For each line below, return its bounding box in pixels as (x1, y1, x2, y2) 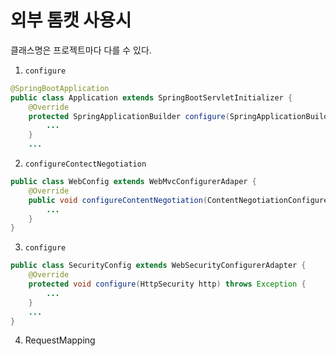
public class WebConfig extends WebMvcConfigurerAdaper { (10, 177, 257, 187)
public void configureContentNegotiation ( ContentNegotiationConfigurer (28, 195, 333, 205)
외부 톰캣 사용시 (10, 9, 132, 32)
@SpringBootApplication (10, 83, 110, 93)
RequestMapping (24, 334, 96, 346)
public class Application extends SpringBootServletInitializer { (10, 92, 293, 103)
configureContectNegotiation (24, 159, 147, 170)
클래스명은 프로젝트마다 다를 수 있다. (10, 44, 152, 56)
